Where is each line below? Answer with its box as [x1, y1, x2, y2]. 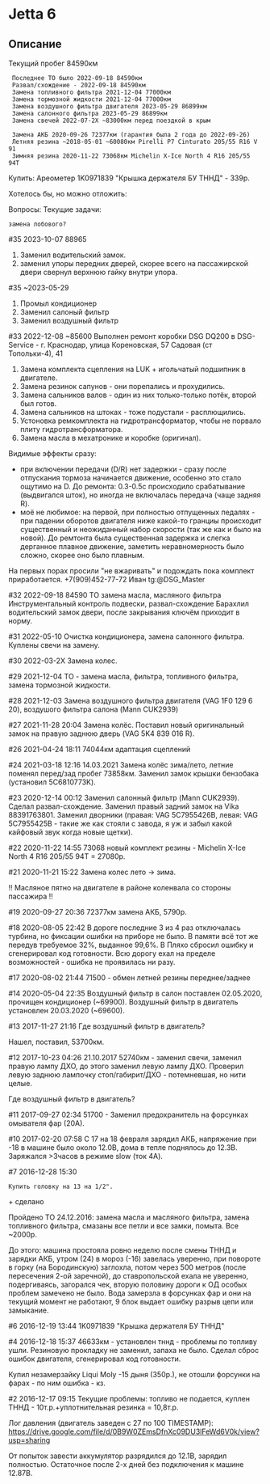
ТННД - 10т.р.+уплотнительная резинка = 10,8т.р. [8, 1402, 179, 1412]
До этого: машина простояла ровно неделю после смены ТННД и [8, 1245, 237, 1254]
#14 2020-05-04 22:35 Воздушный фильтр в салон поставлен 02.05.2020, [8, 988, 263, 998]
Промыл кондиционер [19, 298, 98, 308]
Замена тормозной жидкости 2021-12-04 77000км [11, 95, 172, 104]
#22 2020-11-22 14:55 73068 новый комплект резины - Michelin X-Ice [8, 843, 246, 852]
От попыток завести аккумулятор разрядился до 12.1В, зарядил [8, 1451, 227, 1461]
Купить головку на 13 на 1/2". [8, 1182, 114, 1190]
